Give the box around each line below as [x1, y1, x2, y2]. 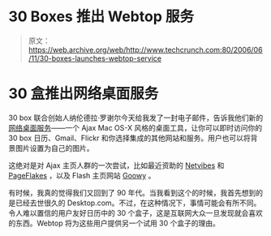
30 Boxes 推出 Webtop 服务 [8, 7, 195, 26]
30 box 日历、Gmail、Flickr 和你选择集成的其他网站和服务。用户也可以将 [8, 133, 251, 143]
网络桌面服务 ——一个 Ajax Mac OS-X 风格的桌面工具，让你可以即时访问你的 [8, 122, 263, 132]
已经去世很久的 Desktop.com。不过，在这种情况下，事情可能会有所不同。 [15, 198, 261, 208]
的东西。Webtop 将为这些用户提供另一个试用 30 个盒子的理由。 [8, 218, 221, 228]
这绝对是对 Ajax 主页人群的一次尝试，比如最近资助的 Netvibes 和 [8, 160, 225, 170]
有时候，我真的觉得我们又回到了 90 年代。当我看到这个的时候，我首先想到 [8, 187, 256, 197]
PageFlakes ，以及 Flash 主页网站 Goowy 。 [8, 170, 156, 180]
